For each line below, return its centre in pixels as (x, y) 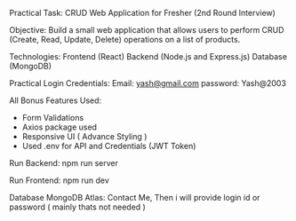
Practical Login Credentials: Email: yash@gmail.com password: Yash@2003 (148, 83)
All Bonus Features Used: (56, 100)
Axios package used (60, 127)
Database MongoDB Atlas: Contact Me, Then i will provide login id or (135, 197)
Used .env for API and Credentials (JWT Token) (109, 146)
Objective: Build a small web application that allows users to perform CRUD (147, 30)
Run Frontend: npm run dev (59, 180)
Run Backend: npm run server (64, 163)
